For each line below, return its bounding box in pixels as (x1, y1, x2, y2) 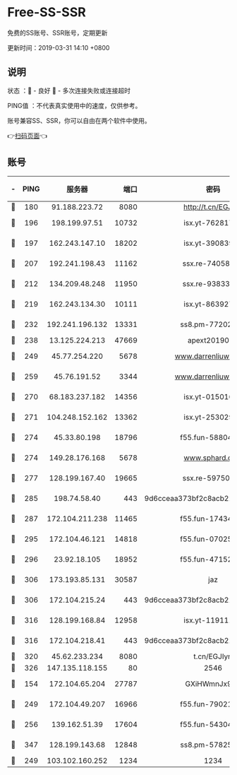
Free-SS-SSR (7, 4, 86, 20)
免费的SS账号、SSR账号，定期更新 (7, 28, 108, 37)
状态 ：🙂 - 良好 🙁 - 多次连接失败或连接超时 (7, 86, 130, 95)
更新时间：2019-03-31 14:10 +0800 (7, 43, 110, 52)
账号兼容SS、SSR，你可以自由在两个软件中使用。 (7, 116, 151, 124)
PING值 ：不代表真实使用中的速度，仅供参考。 (7, 101, 142, 110)
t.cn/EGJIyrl (193, 651, 233, 661)
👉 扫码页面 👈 (7, 131, 48, 140)
